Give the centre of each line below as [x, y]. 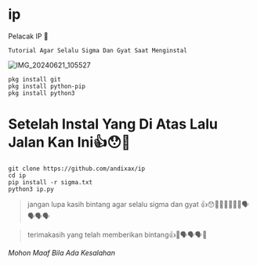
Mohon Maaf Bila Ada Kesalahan [62, 252]
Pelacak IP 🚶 [28, 36]
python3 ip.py [31, 189]
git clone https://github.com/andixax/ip [77, 169]
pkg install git [34, 79]
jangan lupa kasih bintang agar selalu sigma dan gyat [113, 204]
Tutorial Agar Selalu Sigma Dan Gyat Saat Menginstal [98, 50]
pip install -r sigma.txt [50, 182]
